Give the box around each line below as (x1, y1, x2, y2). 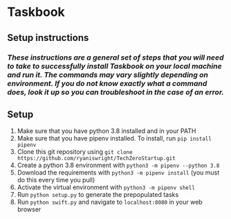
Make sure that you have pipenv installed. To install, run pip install (17, 134, 212, 143)
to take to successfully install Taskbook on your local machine (7, 61, 223, 71)
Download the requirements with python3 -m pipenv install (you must (17, 168, 220, 177)
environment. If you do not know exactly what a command (7, 78, 207, 88)
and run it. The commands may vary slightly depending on (7, 70, 209, 80)
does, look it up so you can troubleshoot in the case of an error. (7, 87, 225, 97)
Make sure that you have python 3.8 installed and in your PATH (17, 127, 196, 135)
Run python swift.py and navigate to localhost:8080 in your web (17, 198, 203, 207)
